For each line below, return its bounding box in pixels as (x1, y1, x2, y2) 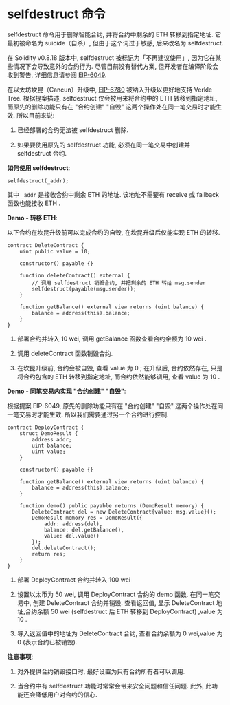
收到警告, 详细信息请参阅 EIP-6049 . (7, 70, 107, 79)
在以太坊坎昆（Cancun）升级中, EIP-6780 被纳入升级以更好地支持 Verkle (7, 85, 213, 94)
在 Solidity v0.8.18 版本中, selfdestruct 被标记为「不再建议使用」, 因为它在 (7, 53, 216, 62)
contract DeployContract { (7, 424, 84, 431)
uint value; (32, 448, 67, 455)
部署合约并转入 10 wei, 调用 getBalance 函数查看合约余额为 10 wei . (16, 335, 207, 343)
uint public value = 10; (19, 248, 91, 255)
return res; (32, 550, 67, 558)
